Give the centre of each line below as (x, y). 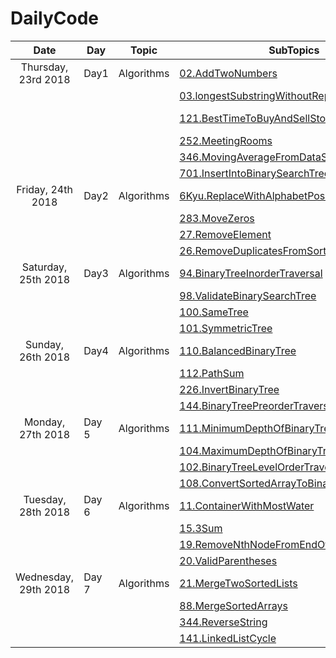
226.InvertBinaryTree (229, 389)
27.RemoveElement (225, 234)
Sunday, (45, 344)
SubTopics (294, 50)
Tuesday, (45, 499)
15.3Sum (201, 528)
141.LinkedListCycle (228, 638)
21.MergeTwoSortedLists (238, 583)
